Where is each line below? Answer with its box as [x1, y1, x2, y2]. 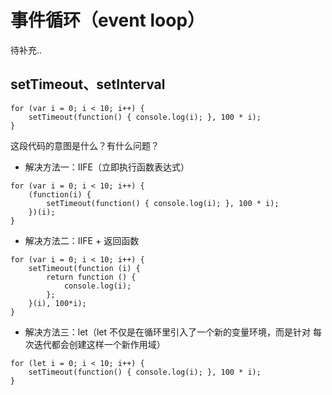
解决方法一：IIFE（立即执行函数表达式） [24, 161, 190, 173]
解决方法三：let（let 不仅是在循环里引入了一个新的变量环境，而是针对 [24, 326, 311, 338]
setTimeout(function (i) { [28, 263, 141, 273]
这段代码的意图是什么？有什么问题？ [10, 139, 160, 151]
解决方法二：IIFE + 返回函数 [24, 234, 140, 246]
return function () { [46, 272, 137, 282]
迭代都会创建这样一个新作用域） [33, 338, 166, 350]
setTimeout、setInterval [10, 76, 166, 93]
